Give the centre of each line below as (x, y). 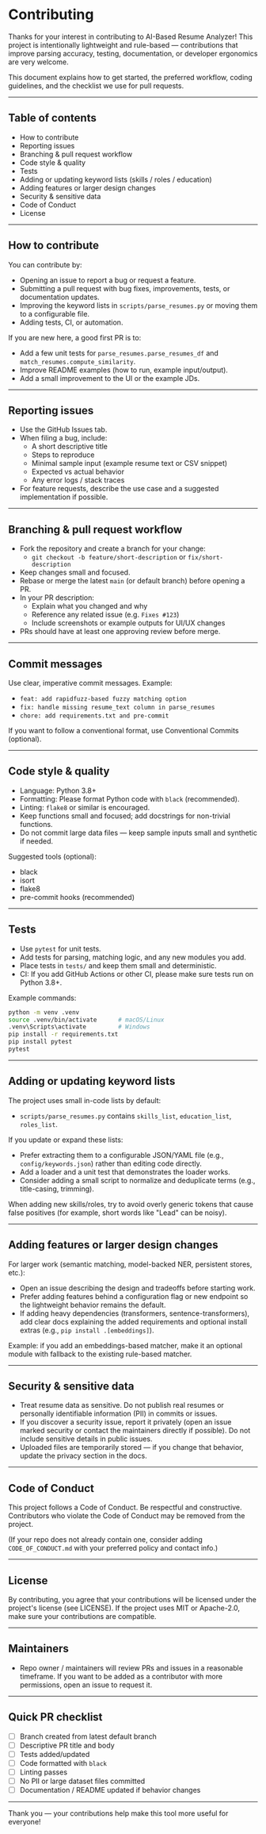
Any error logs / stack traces (78, 480)
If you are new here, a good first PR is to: (75, 337)
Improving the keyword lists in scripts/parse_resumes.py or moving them (139, 305)
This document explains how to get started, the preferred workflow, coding (131, 77)
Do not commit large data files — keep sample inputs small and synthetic (138, 832)
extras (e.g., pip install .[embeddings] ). (87, 1330)
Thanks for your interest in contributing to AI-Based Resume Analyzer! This (131, 37)
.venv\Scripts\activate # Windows (79, 1027)
